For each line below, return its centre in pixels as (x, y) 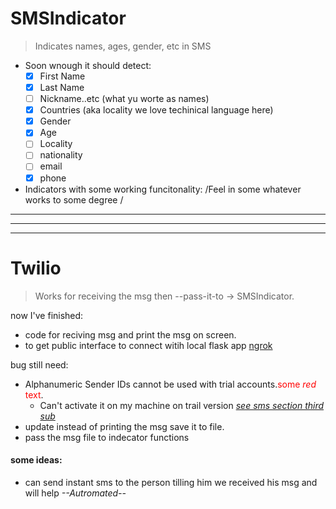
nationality (61, 155)
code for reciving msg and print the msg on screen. (130, 334)
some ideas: (36, 460)
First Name (62, 76)
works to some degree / (74, 199)
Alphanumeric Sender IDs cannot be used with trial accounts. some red (170, 384)
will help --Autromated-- (75, 493)
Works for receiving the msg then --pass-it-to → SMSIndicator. (164, 296)
